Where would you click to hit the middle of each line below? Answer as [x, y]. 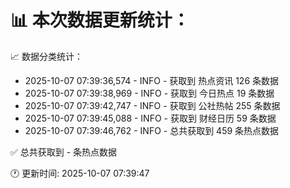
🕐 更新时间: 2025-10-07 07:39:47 [80, 173]
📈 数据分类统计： [46, 56]
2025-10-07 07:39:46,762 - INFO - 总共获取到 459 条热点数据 [152, 130]
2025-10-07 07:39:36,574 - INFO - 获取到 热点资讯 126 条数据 [152, 80]
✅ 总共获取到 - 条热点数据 [64, 152]
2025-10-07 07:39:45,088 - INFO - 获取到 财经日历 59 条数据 [150, 118]
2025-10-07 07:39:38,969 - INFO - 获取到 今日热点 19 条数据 [149, 93]
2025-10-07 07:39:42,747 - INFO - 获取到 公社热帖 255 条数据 [152, 105]
